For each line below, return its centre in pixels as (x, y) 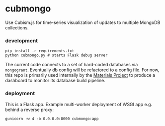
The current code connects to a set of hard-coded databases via (72, 65)
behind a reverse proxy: (29, 110)
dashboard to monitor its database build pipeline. (55, 81)
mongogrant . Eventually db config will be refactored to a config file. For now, (82, 70)
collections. (17, 27)
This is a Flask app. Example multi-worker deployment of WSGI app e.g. (79, 104)
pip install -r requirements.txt (40, 51)
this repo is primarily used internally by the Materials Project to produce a (80, 75)
